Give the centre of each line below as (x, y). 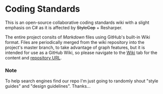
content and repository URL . (33, 57)
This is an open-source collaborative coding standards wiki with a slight (77, 22)
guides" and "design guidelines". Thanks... (48, 86)
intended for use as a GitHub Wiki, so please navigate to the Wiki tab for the (81, 53)
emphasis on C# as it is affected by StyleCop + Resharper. (64, 27)
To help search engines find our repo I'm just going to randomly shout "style (82, 81)
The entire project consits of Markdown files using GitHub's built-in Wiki (78, 37)
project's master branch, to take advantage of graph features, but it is (75, 47)
